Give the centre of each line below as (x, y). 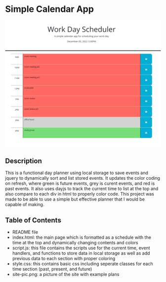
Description (23, 161)
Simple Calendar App (49, 9)
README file (25, 232)
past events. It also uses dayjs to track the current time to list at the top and (82, 189)
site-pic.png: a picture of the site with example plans (66, 275)
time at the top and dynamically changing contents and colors (75, 243)
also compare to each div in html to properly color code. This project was (80, 194)
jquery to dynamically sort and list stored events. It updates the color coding (83, 178)
